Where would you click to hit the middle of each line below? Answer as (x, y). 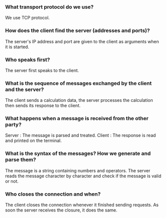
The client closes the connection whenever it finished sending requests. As (82, 205)
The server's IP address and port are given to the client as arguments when (82, 41)
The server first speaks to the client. (42, 70)
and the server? (25, 89)
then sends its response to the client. (43, 106)
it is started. (17, 47)
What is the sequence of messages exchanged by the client (79, 83)
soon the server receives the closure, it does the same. (61, 210)
